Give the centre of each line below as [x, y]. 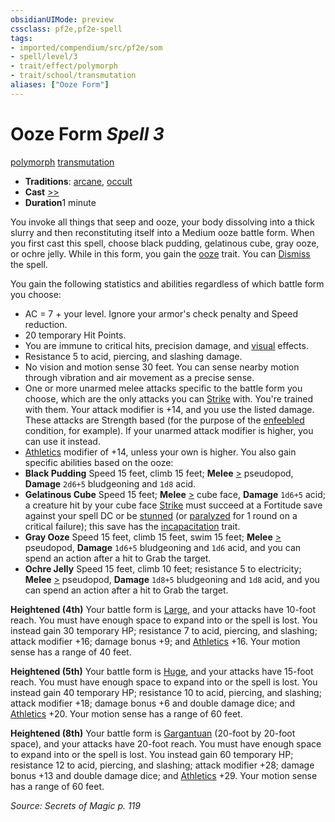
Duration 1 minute [60, 202]
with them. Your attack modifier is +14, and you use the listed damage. [169, 409]
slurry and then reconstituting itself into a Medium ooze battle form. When [162, 232]
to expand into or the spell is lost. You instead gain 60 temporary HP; [152, 754]
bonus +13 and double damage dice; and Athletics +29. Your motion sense [164, 775]
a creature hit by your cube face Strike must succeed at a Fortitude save [173, 505]
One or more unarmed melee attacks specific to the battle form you [163, 388]
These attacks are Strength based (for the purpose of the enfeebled [164, 420]
